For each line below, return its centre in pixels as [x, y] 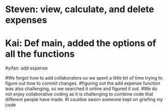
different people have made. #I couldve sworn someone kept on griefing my [84, 99]
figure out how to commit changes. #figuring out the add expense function [83, 83]
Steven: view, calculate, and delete [80, 9]
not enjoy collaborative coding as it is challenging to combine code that [79, 94]
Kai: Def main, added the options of [81, 43]
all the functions [40, 54]
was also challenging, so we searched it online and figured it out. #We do [81, 89]
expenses [26, 20]
